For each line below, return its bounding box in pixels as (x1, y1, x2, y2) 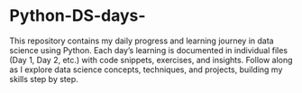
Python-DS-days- (9, 5, 146, 26)
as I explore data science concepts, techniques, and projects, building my (9, 64, 283, 75)
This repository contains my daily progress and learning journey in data (9, 35, 274, 46)
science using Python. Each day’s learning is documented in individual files (9, 44, 288, 55)
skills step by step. (9, 73, 78, 84)
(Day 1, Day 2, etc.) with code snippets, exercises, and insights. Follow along (9, 54, 293, 65)
